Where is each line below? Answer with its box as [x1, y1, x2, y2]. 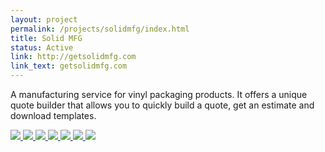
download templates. [10, 110, 97, 121]
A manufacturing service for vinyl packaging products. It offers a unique [10, 89, 308, 100]
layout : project [10, 14, 78, 25]
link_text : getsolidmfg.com [10, 61, 128, 71]
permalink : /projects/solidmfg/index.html [10, 24, 190, 34]
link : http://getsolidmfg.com [10, 52, 137, 62]
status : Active [10, 42, 74, 53]
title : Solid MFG [10, 33, 83, 43]
